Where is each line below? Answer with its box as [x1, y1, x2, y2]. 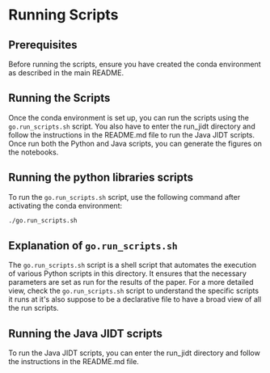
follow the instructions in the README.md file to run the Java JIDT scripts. [8, 129, 255, 139]
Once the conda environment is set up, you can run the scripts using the [8, 112, 249, 122]
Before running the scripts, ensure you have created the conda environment [8, 59, 261, 69]
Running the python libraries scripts [8, 171, 194, 184]
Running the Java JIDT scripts [8, 326, 163, 341]
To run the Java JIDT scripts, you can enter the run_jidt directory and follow [8, 348, 260, 358]
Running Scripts [8, 6, 119, 24]
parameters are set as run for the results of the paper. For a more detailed [8, 278, 254, 287]
